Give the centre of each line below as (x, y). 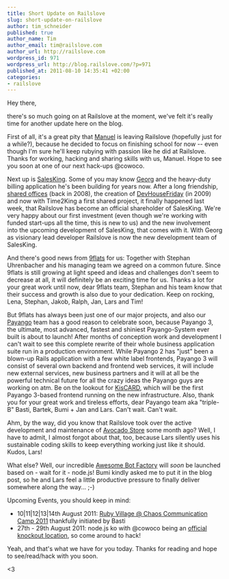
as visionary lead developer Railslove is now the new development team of (112, 238)
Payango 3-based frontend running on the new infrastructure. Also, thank (110, 395)
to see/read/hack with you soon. (53, 556)
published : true (30, 33)
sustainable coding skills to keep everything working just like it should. (106, 445)
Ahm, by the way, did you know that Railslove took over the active (99, 423)
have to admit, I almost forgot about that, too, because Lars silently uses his (113, 438)
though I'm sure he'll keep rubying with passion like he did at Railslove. (107, 151)
